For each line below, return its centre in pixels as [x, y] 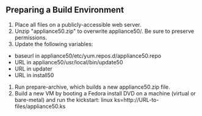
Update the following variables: [54, 44]
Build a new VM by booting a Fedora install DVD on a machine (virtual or [105, 93]
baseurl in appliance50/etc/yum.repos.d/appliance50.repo [88, 56]
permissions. [31, 37]
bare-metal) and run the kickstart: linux [64, 100]
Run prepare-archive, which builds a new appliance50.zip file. [92, 87]
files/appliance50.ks [40, 106]
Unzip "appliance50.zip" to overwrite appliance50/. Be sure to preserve [104, 31]
